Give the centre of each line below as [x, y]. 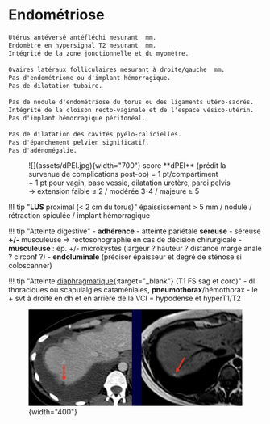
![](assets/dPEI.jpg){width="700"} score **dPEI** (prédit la [127, 165]
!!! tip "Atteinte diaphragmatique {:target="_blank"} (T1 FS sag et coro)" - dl [132, 281]
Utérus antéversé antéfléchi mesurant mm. [83, 37]
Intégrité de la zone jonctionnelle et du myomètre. [99, 53]
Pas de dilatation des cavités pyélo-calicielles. [95, 134]
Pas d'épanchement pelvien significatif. [79, 142]
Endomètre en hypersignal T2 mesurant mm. [83, 45]
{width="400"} [53, 412]
